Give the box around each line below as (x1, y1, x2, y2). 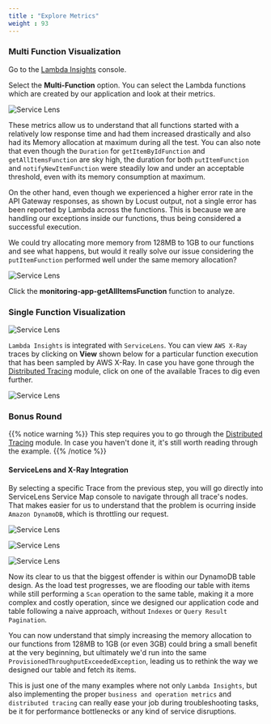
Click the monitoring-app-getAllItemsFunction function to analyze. (8, 286, 235, 296)
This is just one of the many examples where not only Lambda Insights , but (8, 680, 257, 690)
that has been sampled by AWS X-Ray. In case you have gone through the (8, 358, 255, 368)
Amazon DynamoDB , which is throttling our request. (8, 509, 169, 518)
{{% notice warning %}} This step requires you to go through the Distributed (8, 429, 263, 439)
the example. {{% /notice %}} (8, 446, 107, 456)
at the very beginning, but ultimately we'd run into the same (8, 647, 207, 657)
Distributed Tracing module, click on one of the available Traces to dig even (8, 366, 260, 377)
